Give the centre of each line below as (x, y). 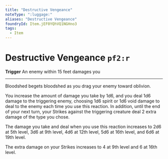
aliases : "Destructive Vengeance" (41, 19)
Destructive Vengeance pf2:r (67, 58)
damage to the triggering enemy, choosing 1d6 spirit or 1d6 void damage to (82, 101)
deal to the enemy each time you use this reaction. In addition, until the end (83, 106)
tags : (11, 28)
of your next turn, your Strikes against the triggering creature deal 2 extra (81, 111)
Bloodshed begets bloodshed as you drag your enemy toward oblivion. (78, 86)
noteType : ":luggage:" (29, 14)
